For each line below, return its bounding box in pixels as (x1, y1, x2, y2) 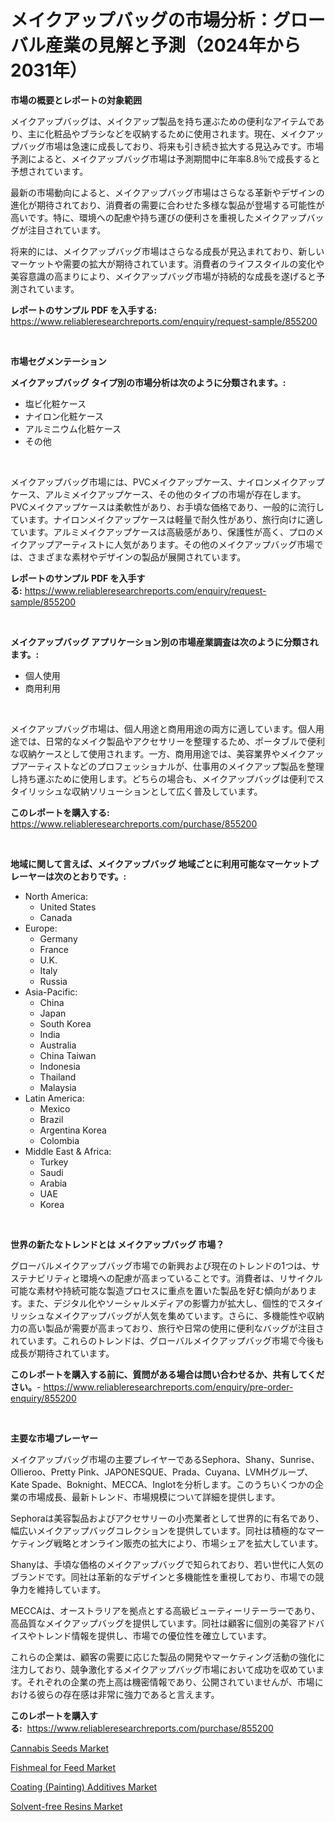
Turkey (39, 1156, 69, 1168)
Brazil (39, 1113, 64, 1125)
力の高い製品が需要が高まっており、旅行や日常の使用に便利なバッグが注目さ (10, 1322, 325, 1334)
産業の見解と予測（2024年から (45, 34, 302, 57)
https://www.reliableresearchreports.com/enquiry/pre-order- (43, 1381, 294, 1393)
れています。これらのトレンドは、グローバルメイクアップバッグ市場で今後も (10, 1334, 325, 1346)
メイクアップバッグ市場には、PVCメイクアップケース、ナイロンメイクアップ (10, 476, 325, 488)
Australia (39, 1039, 77, 1051)
